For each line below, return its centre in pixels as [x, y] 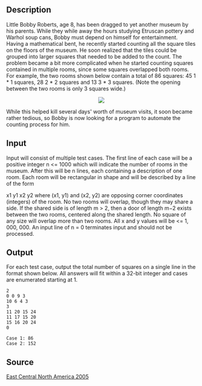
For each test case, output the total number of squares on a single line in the [101, 267]
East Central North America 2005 [48, 377]
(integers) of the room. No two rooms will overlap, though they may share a [99, 201]
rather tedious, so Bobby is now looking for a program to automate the [93, 118]
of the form [20, 183]
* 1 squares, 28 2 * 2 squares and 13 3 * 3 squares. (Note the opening [93, 82]
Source [20, 362]
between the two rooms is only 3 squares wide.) [66, 88]
